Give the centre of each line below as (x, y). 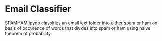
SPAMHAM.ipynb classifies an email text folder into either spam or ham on (81, 23)
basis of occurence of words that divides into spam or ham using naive (78, 28)
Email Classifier (38, 9)
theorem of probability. (29, 33)
